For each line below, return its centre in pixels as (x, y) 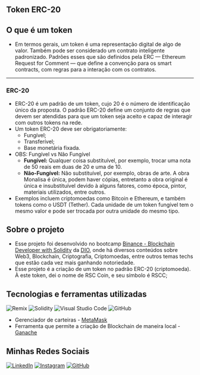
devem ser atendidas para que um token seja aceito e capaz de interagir (103, 116)
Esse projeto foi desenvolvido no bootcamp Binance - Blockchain (95, 244)
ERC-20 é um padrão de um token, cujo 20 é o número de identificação (102, 103)
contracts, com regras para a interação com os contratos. (85, 70)
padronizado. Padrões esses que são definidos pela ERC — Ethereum (100, 57)
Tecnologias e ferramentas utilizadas (76, 294)
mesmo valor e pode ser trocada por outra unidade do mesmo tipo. (97, 211)
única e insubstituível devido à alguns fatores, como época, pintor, (105, 185)
